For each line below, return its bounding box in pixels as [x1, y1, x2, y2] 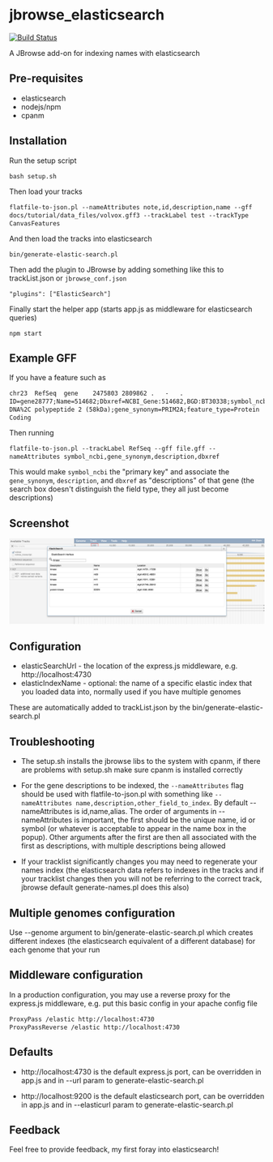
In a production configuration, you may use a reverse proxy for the [9, 989, 231, 999]
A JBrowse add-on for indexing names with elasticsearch [9, 48, 201, 58]
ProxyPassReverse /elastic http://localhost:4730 [9, 1023, 181, 1031]
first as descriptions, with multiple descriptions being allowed [20, 841, 226, 851]
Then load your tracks [9, 187, 83, 196]
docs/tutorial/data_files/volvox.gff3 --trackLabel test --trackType [9, 211, 250, 220]
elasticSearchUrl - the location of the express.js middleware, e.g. [20, 661, 238, 671]
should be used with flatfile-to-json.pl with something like [20, 789, 213, 800]
